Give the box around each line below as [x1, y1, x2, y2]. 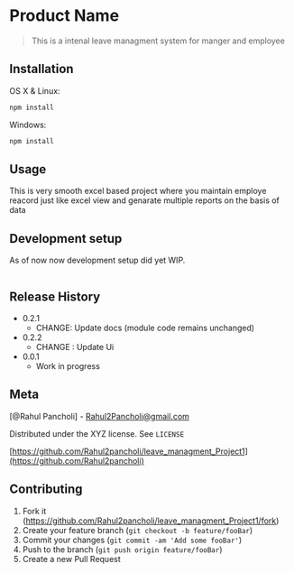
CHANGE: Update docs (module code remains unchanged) [35, 322, 255, 333]
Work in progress [35, 360, 101, 371]
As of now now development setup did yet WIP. [9, 254, 186, 266]
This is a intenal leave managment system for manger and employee [31, 35, 286, 46]
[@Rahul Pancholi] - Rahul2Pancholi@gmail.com [9, 411, 189, 421]
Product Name [9, 5, 120, 26]
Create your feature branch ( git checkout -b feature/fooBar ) [22, 524, 253, 535]
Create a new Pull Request [22, 553, 122, 564]
